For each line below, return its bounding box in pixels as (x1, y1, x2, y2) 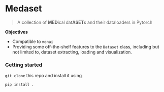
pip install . (5, 82, 34, 87)
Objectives (5, 29, 28, 35)
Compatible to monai (12, 38, 53, 45)
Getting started (5, 61, 43, 68)
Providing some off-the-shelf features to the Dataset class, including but (12, 44, 159, 49)
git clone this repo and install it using (5, 73, 82, 79)
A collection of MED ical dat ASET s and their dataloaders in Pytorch (17, 19, 153, 25)
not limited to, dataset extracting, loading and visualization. (12, 49, 132, 55)
